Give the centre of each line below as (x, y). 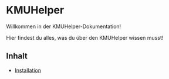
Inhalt (17, 56)
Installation (28, 70)
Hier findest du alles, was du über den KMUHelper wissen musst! (85, 37)
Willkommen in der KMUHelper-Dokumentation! (64, 26)
